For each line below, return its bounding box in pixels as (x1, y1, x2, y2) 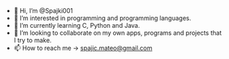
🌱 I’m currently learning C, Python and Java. (13, 22, 140, 29)
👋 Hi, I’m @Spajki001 (13, 7, 73, 15)
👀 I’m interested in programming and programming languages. (13, 14, 192, 22)
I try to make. (13, 36, 52, 44)
